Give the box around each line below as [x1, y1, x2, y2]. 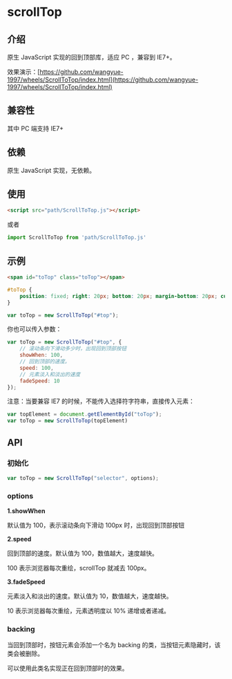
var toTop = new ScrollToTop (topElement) [7, 418, 128, 425]
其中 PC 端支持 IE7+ [7, 124, 64, 132]
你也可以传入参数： [7, 325, 62, 333]
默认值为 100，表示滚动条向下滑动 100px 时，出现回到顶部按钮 [7, 521, 185, 529]
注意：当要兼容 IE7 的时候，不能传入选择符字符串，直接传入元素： [7, 397, 195, 405]
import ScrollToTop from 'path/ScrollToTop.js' [7, 234, 147, 241]
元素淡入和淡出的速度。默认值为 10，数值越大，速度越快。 [7, 592, 173, 600]
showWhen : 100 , [19, 352, 64, 359]
